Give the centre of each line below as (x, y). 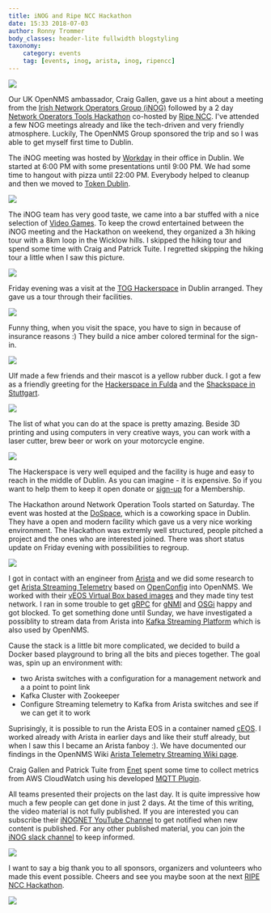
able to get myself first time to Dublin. (71, 142)
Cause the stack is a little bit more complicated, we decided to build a (124, 645)
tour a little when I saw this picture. (67, 257)
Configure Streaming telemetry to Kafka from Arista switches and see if (139, 704)
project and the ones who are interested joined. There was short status (127, 539)
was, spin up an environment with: (66, 662)
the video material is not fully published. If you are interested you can (124, 811)
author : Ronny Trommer (47, 31)
